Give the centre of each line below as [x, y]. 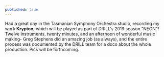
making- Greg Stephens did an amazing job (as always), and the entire [76, 39]
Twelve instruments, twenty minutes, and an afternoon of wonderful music [80, 34]
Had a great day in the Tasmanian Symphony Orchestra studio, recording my [82, 23]
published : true [22, 9]
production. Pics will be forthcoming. [42, 49]
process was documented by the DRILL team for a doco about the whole [78, 44]
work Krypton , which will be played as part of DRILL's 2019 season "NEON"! [82, 28]
